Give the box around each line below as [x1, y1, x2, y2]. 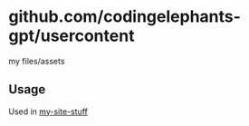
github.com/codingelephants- [8, 6, 242, 27]
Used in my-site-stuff [8, 106, 88, 117]
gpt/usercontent [8, 25, 135, 46]
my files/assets [8, 55, 65, 66]
